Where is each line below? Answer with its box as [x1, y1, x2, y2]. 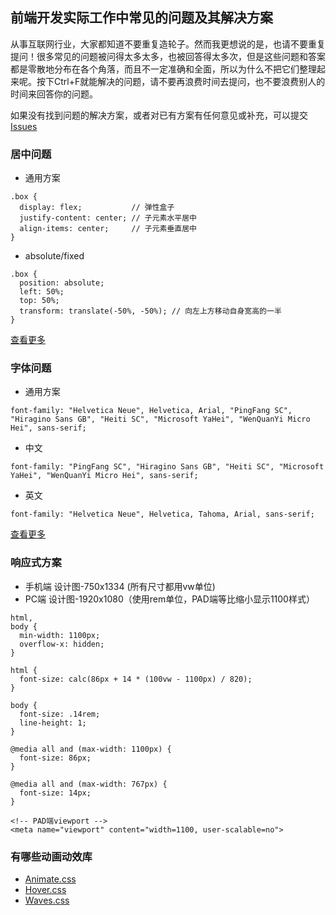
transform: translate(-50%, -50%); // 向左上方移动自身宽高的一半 [19, 306, 282, 317]
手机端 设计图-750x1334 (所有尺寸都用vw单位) [24, 580, 216, 592]
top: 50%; [19, 296, 60, 306]
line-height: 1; [19, 718, 87, 728]
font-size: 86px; [19, 753, 92, 763]
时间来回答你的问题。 [10, 88, 98, 100]
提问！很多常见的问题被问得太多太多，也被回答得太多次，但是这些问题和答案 [10, 50, 326, 62]
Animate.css [24, 873, 77, 885]
